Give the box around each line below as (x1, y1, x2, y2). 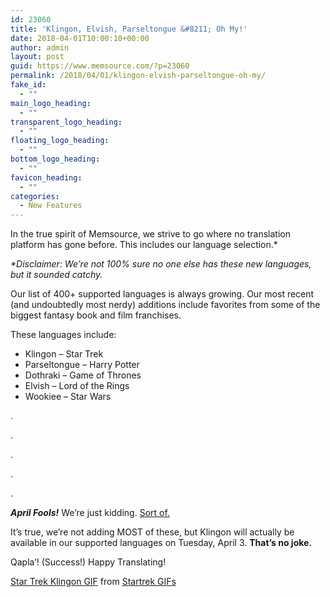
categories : (10, 191, 60, 201)
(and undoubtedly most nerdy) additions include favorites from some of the (10, 299, 321, 311)
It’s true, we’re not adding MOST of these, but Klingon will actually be (10, 526, 295, 538)
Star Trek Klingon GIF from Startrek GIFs (10, 576, 177, 588)
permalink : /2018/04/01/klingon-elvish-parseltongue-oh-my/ (10, 71, 267, 81)
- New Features (19, 201, 83, 211)
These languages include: (10, 329, 117, 341)
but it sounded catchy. (10, 269, 103, 281)
